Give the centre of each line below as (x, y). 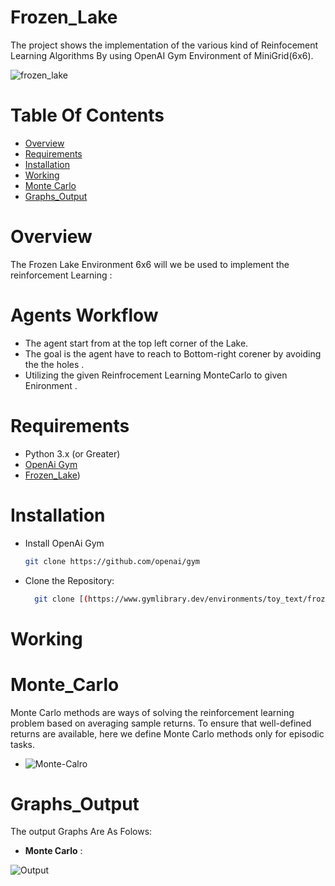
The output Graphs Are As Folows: (81, 832)
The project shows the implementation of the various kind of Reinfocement (164, 45)
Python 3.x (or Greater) (72, 453)
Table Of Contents (87, 115)
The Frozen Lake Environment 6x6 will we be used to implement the (150, 264)
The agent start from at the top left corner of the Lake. (136, 343)
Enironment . (51, 385)
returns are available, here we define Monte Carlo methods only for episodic (167, 733)
